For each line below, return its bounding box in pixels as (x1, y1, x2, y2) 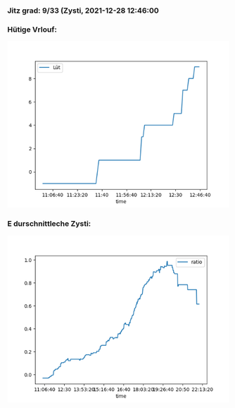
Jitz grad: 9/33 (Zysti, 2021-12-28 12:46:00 (7, 6, 160, 16)
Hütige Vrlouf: (7, 24, 58, 34)
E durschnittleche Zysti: (7, 219, 91, 229)
